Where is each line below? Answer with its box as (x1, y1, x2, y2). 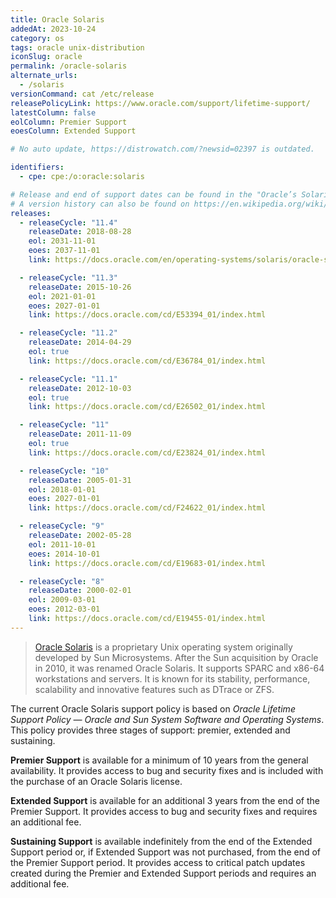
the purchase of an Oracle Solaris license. (10, 775, 183, 787)
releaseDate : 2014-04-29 (28, 337, 132, 348)
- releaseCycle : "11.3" (19, 272, 118, 283)
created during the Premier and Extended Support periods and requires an (10, 867, 317, 879)
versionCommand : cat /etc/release (10, 89, 155, 99)
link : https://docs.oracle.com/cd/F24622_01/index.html (28, 503, 267, 513)
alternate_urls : (10, 71, 78, 81)
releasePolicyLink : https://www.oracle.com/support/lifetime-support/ (10, 98, 311, 108)
